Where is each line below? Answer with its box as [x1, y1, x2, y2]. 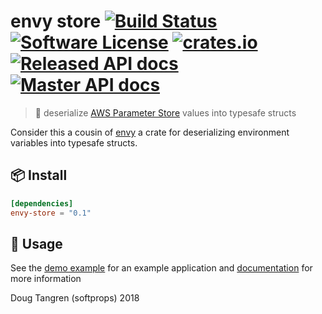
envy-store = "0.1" [10, 208, 92, 218]
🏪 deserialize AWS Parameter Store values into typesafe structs [34, 106, 297, 119]
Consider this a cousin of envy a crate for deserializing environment [10, 126, 290, 138]
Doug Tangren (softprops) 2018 [10, 292, 140, 304]
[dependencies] [10, 198, 74, 209]
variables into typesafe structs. [10, 136, 138, 149]
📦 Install [10, 167, 68, 184]
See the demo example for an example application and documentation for [10, 262, 313, 274]
